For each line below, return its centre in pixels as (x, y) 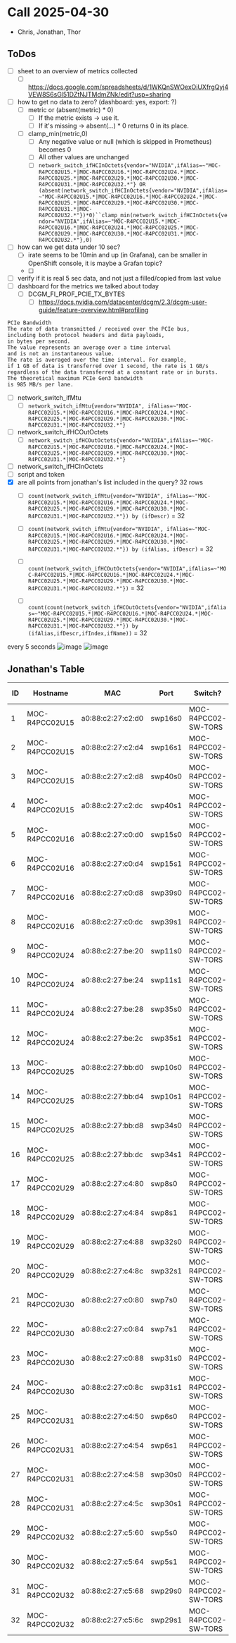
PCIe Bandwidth (29, 323)
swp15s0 (166, 835)
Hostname (51, 693)
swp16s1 (166, 747)
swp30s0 (166, 1474)
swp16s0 (166, 719)
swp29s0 (166, 1591)
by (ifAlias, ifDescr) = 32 (172, 549)
